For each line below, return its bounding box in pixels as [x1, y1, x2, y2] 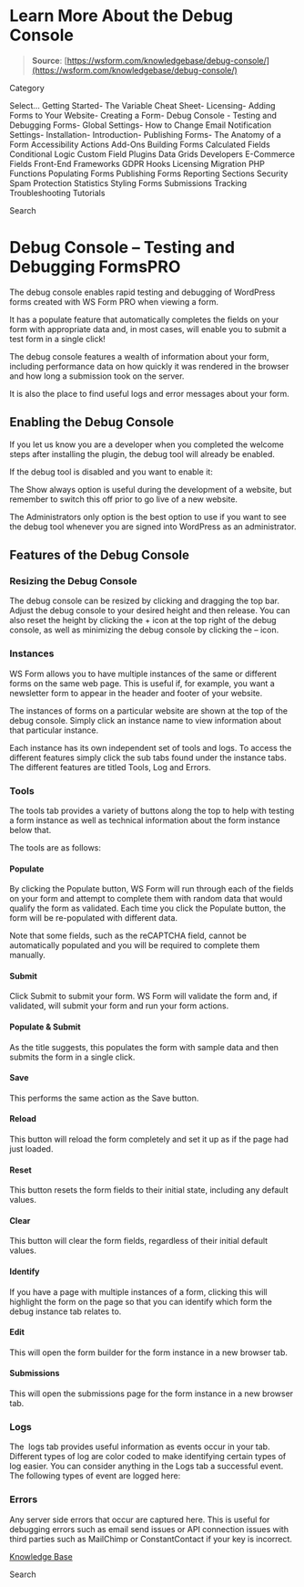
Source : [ [31, 55, 68, 66]
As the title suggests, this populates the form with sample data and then [9, 1041, 279, 1052]
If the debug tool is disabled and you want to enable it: [9, 466, 214, 477]
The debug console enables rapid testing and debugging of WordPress [9, 287, 276, 298]
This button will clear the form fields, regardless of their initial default [9, 1236, 269, 1247]
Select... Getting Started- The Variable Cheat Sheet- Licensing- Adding [9, 99, 276, 110]
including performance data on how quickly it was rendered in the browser [9, 360, 289, 371]
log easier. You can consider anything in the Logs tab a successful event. [9, 1461, 284, 1472]
